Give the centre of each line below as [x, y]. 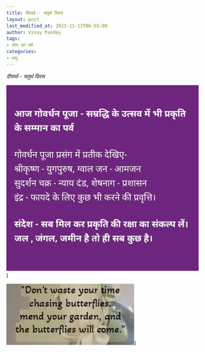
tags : [13, 39]
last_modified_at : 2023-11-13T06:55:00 [57, 26]
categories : [21, 52]
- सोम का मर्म [20, 45]
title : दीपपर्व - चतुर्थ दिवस [35, 13]
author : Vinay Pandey [34, 32]
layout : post [23, 19]
